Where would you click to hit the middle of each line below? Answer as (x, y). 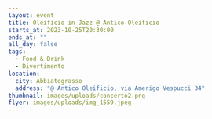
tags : (17, 52)
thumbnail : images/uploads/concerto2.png (77, 96)
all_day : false (33, 45)
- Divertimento (40, 67)
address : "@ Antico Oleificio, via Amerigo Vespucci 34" (110, 88)
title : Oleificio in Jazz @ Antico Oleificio (84, 23)
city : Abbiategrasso (49, 81)
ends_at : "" (27, 37)
